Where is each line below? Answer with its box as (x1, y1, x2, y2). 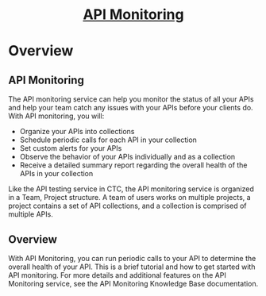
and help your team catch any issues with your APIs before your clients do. (8, 103, 253, 113)
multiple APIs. (8, 210, 53, 219)
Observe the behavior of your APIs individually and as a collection (19, 152, 236, 162)
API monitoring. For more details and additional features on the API (8, 271, 226, 279)
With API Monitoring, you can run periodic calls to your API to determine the (8, 254, 256, 263)
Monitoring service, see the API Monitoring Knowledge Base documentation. (8, 279, 259, 288)
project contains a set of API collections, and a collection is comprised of (8, 201, 247, 211)
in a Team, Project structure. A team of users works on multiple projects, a (8, 193, 252, 202)
